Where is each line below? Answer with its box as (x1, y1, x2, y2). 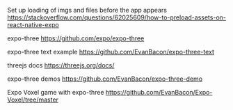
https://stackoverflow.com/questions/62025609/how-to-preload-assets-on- (7, 13, 226, 22)
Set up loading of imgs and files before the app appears (7, 6, 167, 14)
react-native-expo (7, 21, 59, 29)
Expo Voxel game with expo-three (7, 88, 104, 96)
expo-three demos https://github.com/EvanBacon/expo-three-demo (7, 74, 203, 83)
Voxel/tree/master (7, 95, 59, 104)
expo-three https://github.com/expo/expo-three (7, 34, 145, 42)
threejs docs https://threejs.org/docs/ (7, 61, 115, 69)
